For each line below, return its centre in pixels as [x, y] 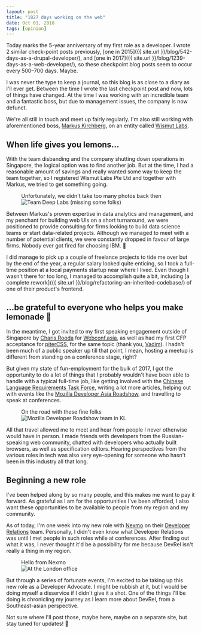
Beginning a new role [46, 480]
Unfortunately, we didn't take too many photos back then [91, 196]
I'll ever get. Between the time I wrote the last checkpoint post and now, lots [100, 89]
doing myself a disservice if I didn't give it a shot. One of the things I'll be [96, 593]
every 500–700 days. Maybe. [42, 71]
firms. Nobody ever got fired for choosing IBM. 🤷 [66, 246]
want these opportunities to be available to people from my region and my [97, 507]
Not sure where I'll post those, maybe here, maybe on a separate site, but [97, 617]
